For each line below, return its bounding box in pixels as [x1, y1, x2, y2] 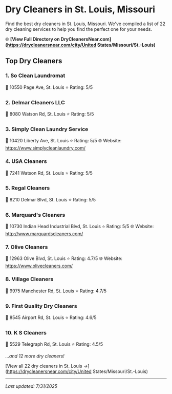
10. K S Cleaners [5, 329, 47, 336]
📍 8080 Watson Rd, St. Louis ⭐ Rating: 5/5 [5, 110, 94, 117]
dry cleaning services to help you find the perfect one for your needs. [5, 26, 153, 32]
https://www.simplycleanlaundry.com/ [5, 145, 86, 151]
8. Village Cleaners [5, 276, 54, 283]
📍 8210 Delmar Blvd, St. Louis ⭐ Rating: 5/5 [5, 196, 96, 202]
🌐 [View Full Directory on [5, 36, 60, 42]
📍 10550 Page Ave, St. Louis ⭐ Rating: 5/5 [5, 84, 93, 90]
